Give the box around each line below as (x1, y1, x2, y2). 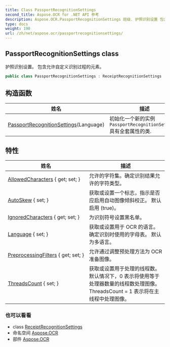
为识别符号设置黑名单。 (89, 214, 145, 221)
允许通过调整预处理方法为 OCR (89, 248, 162, 255)
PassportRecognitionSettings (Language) (8, 121, 105, 128)
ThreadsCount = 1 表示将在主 (89, 288, 159, 295)
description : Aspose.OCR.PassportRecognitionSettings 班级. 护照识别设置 (5, 17, 158, 22)
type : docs (5, 21, 28, 27)
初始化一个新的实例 (109, 115, 155, 122)
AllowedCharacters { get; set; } (8, 176, 80, 183)
